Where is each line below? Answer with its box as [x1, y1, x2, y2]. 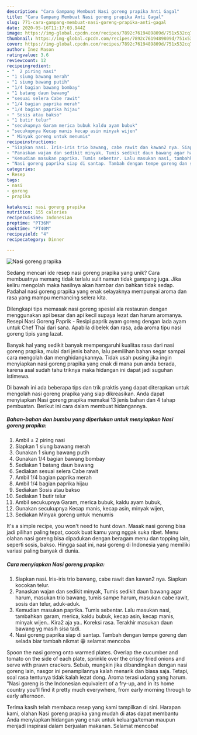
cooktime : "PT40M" [6, 226, 51, 232]
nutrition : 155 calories [6, 209, 67, 215]
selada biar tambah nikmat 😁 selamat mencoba [15, 638, 130, 645]
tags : [6, 177, 20, 183]
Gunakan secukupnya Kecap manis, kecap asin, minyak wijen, [15, 505, 165, 512]
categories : [6, 166, 36, 172]
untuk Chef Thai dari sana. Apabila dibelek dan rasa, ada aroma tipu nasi [6, 324, 182, 331]
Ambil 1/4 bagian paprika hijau [15, 480, 88, 487]
